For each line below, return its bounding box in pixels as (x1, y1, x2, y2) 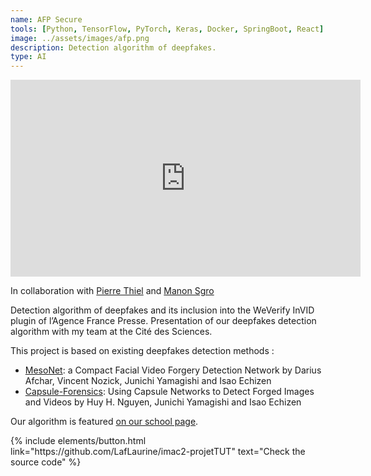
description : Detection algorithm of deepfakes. (10, 42, 217, 53)
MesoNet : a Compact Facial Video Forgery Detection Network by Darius (24, 364, 322, 376)
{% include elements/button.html (10, 435, 147, 447)
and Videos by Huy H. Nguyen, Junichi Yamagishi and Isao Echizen (24, 396, 302, 408)
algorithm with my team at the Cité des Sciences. (10, 326, 213, 338)
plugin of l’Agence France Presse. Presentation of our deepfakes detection (10, 315, 317, 327)
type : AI (10, 52, 47, 62)
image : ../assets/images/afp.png (10, 33, 150, 43)
